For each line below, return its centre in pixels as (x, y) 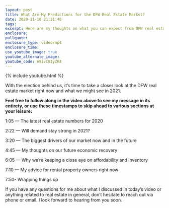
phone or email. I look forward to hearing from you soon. (64, 200)
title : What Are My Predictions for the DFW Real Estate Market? (75, 15)
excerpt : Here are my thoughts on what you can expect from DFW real (80, 29)
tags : (11, 24)
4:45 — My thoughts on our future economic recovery (61, 150)
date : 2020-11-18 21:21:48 (33, 19)
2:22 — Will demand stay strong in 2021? (48, 131)
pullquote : (17, 38)
